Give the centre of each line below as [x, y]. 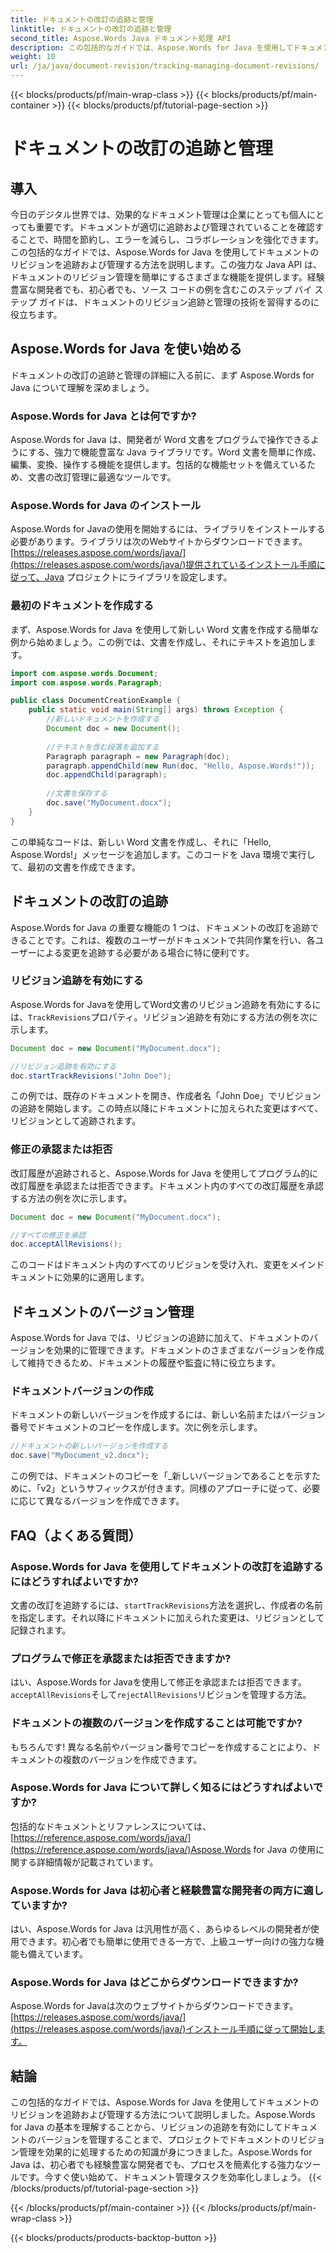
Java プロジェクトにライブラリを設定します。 [138, 577]
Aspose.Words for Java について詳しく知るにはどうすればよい [161, 1788]
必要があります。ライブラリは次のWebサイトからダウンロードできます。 [159, 542]
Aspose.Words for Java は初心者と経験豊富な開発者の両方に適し [167, 1890]
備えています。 [57, 1954]
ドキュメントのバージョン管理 [102, 1311]
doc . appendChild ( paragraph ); [107, 775]
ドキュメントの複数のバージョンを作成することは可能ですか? [156, 1723]
